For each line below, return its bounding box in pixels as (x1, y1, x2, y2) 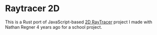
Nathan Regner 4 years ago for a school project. (5, 24, 102, 30)
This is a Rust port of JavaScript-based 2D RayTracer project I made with (5, 19, 153, 25)
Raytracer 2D (5, 3, 60, 14)
